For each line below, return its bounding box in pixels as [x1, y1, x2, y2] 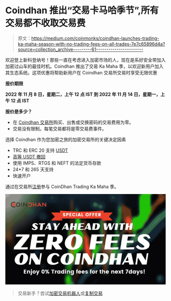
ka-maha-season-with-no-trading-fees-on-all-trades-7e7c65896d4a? [17, 41, 165, 47]
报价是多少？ [5, 108, 32, 115]
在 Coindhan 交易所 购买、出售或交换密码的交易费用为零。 [12, 119, 134, 125]
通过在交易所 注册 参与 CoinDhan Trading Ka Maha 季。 [5, 183, 119, 189]
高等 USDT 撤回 [12, 153, 46, 159]
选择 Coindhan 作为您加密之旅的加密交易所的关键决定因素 [5, 136, 126, 143]
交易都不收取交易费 [5, 17, 86, 29]
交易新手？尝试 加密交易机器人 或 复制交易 [17, 290, 103, 296]
